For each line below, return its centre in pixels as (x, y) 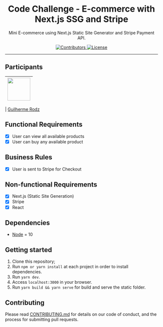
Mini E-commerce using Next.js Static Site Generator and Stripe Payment (81, 33)
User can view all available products (48, 136)
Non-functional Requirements (51, 184)
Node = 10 (22, 235)
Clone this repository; (34, 261)
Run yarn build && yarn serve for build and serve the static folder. (79, 287)
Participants (24, 67)
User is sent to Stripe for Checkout (47, 169)
